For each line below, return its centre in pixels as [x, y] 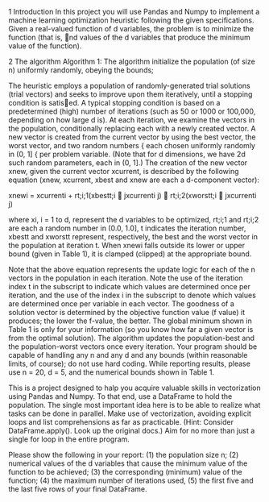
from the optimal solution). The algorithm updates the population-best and [132, 338]
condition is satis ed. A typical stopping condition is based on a [114, 103]
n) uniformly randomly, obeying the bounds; [81, 70]
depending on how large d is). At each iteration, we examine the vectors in [132, 120]
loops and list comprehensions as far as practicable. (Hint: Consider [121, 422]
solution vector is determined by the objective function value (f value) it [127, 312]
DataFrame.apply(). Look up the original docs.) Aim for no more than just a [132, 431]
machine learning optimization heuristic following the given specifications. [132, 20]
